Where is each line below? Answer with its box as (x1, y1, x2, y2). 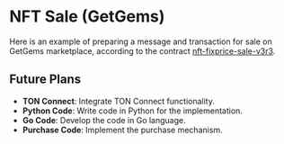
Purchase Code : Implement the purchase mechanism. (22, 124, 223, 135)
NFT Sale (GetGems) (9, 6, 165, 27)
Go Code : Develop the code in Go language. (22, 114, 186, 125)
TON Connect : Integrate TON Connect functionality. (22, 95, 216, 106)
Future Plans (9, 72, 82, 87)
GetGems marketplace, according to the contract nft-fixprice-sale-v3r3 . (9, 45, 276, 56)
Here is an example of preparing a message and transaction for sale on (9, 36, 272, 47)
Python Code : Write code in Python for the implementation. (22, 105, 243, 116)
